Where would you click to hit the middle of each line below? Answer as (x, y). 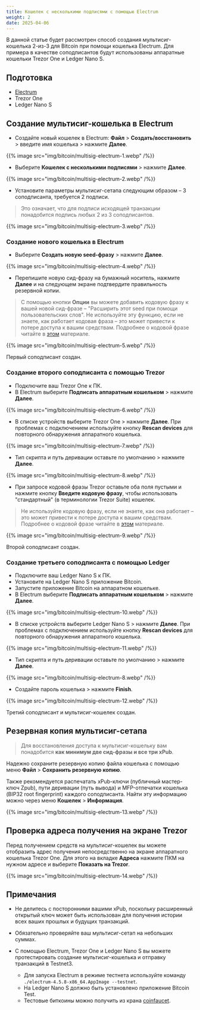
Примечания (31, 894)
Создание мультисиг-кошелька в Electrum (90, 123)
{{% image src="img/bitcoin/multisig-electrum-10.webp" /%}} (82, 612)
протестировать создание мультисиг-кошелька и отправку (90, 957)
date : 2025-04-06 (28, 23)
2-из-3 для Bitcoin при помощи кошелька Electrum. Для (103, 46)
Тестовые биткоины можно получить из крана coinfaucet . (97, 1000)
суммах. (26, 940)
